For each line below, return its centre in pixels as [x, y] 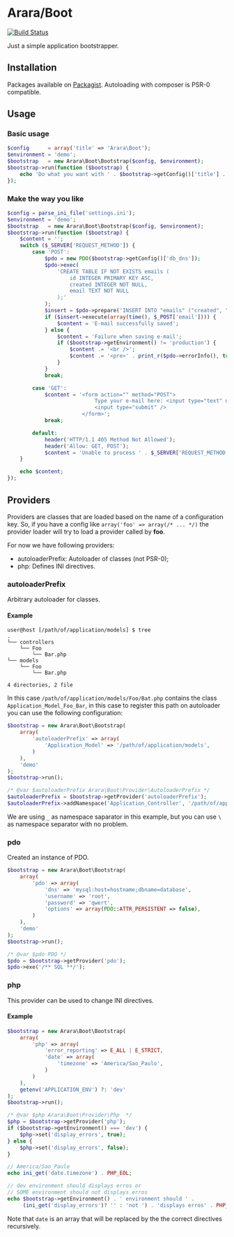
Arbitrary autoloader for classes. [54, 599]
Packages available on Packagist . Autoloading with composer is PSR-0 [109, 85]
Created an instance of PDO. [48, 858]
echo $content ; [42, 472]
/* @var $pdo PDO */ [37, 954]
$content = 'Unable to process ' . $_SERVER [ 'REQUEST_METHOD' [136, 453]
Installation [32, 68]
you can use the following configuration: [65, 713]
